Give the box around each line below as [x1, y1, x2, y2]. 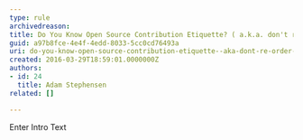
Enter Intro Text [9, 121, 67, 132]
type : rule [9, 13, 50, 23]
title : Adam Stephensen [17, 80, 106, 89]
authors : [9, 64, 42, 73]
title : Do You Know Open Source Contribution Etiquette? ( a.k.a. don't [9, 30, 289, 39]
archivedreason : [9, 22, 70, 31]
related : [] [9, 89, 54, 98]
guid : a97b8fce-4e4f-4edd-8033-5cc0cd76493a [9, 38, 179, 48]
